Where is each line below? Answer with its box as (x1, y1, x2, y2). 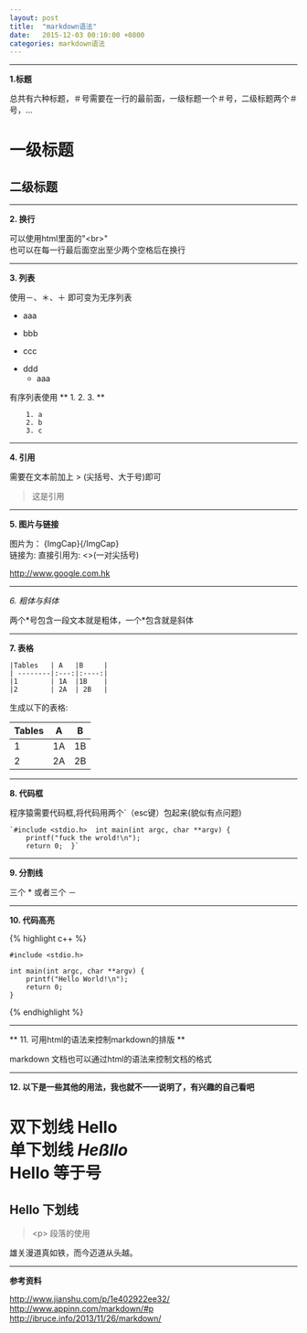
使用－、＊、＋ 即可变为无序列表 (9, 292, 132, 303)
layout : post (9, 13, 59, 23)
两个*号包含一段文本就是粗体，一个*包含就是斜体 (9, 614, 195, 626)
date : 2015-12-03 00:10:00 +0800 (9, 30, 145, 39)
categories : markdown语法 (9, 38, 105, 48)
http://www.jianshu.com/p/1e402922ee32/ (9, 1294, 171, 1305)
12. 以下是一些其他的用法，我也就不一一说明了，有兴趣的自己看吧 (9, 1082, 255, 1093)
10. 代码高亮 (9, 915, 55, 926)
